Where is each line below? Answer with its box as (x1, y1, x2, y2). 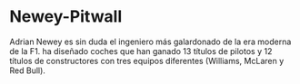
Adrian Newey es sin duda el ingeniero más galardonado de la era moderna (9, 36, 292, 47)
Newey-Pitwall (9, 6, 123, 27)
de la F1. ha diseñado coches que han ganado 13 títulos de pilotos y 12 (9, 45, 273, 56)
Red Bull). (9, 65, 45, 76)
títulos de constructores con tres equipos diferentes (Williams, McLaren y (9, 55, 285, 66)
